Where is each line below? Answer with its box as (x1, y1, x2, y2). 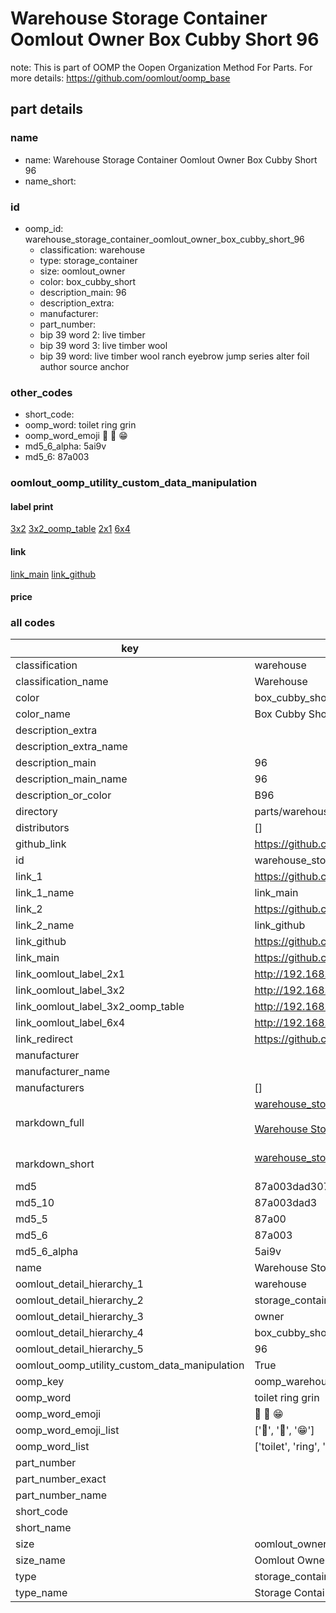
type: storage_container (39, 254, 138, 266)
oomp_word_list (15, 1440, 90, 1454)
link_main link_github (10, 568, 97, 580)
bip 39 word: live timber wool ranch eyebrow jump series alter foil (39, 350, 310, 362)
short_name (15, 1521, 72, 1535)
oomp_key (15, 1375, 65, 1389)
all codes (10, 616, 56, 630)
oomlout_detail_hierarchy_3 (15, 1310, 144, 1324)
